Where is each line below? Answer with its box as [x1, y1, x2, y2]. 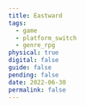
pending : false [8, 71, 59, 79]
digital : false [8, 57, 59, 65]
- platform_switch [15, 33, 78, 42]
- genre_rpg [15, 41, 56, 49]
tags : [8, 19, 26, 27]
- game [15, 26, 38, 34]
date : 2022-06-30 [8, 78, 67, 86]
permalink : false [8, 85, 67, 94]
